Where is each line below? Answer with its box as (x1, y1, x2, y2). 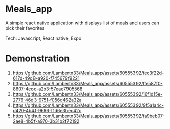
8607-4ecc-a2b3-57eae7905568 (12, 86, 83, 92)
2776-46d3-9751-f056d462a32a (12, 96, 82, 103)
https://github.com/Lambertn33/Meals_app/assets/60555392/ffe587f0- (12, 80, 163, 86)
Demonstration (5, 53, 70, 64)
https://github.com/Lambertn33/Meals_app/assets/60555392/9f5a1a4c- (12, 102, 164, 108)
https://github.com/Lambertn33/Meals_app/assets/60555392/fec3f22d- (12, 70, 164, 76)
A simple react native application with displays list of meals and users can (5, 20, 160, 26)
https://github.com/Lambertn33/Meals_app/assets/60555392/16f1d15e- (12, 91, 163, 97)
